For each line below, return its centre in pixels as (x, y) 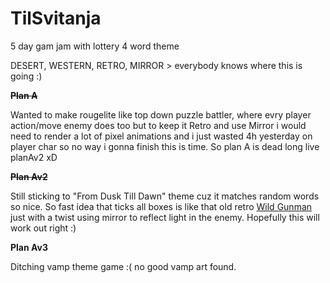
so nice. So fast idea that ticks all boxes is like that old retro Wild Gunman (161, 206)
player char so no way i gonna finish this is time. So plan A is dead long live (165, 146)
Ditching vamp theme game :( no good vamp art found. (123, 266)
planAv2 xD (34, 157)
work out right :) (43, 228)
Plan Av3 (29, 247)
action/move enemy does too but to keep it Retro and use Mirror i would (158, 125)
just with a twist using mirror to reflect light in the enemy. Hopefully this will (165, 217)
